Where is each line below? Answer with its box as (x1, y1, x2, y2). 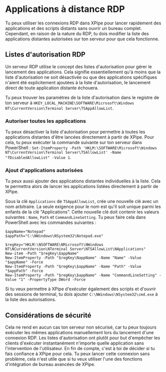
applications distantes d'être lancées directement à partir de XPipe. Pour (5, 134, 155, 140)
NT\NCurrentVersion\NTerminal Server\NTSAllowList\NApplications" (5, 247, 146, 252)
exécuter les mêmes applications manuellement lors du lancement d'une (5, 330, 154, 336)
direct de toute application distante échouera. (5, 85, 99, 91)
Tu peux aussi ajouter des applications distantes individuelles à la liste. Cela (5, 178, 161, 184)
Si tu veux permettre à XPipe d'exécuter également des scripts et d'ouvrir (5, 286, 156, 292)
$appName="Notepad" (5, 229, 46, 234)
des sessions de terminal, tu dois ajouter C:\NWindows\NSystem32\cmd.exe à (5, 291, 158, 297)
